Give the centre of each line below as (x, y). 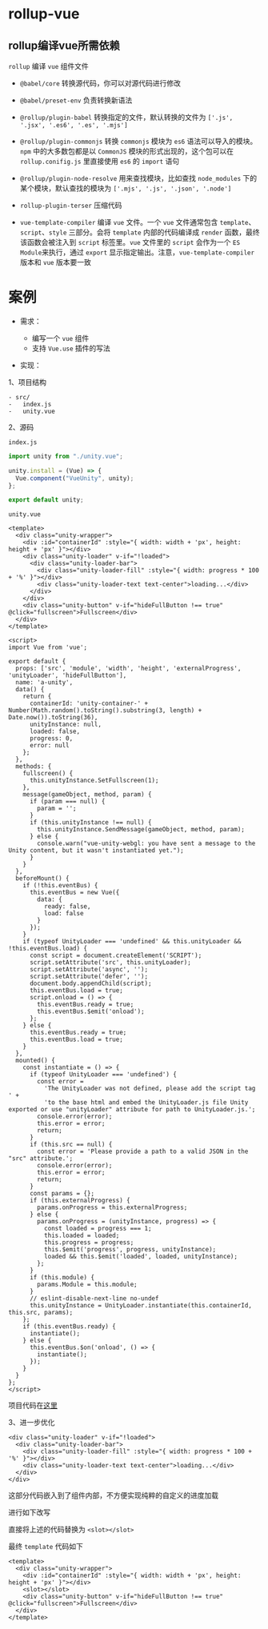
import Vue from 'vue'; (48, 648)
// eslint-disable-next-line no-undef (94, 1299)
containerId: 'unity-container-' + (89, 704)
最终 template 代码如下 (46, 1547)
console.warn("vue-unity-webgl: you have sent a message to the (146, 844)
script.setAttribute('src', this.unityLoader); (110, 963)
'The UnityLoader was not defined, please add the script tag (150, 1089)
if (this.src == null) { (71, 1145)
